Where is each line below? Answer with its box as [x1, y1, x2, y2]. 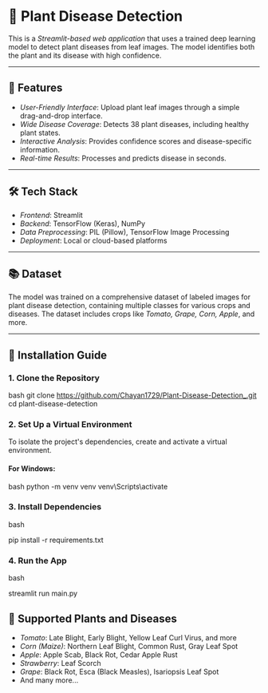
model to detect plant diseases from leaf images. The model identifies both [8, 42, 255, 51]
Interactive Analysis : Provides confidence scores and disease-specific [19, 136, 252, 146]
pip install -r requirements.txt [8, 535, 104, 544]
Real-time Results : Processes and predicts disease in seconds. [19, 153, 227, 163]
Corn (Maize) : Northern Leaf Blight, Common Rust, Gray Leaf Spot [19, 641, 238, 651]
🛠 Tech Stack [8, 185, 78, 199]
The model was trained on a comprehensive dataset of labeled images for [8, 292, 251, 302]
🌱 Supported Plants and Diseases [8, 612, 177, 625]
